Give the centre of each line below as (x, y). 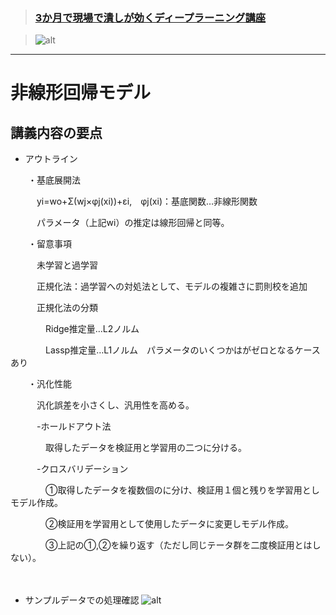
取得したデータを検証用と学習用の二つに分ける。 (145, 448)
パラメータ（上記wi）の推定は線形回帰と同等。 (133, 223)
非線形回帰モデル (81, 93)
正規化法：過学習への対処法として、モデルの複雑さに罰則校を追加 (172, 286)
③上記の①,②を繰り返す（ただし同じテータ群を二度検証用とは (178, 545)
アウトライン (51, 159)
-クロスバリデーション (82, 469)
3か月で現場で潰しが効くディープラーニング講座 (150, 17)
